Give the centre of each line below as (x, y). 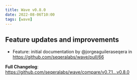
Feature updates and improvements (62, 39)
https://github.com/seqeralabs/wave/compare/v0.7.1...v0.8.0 (67, 72)
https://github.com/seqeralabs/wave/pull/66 (58, 57)
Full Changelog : (22, 67)
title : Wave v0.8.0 (26, 10)
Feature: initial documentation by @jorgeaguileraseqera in (72, 52)
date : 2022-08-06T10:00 (30, 15)
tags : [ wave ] (19, 19)
